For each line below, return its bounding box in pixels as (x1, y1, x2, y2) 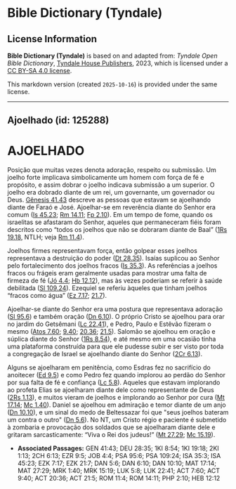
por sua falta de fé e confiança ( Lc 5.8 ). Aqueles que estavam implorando (7, 378, 221, 387)
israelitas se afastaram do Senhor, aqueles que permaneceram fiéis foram (7, 218, 221, 226)
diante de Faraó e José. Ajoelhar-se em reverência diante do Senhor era (7, 203, 216, 211)
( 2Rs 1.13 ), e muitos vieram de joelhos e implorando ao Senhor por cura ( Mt (7, 393, 225, 402)
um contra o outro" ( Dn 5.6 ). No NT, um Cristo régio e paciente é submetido (7, 416, 227, 424)
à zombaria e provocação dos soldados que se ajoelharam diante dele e (7, 423, 216, 431)
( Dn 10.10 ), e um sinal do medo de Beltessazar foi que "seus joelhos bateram (7, 408, 229, 417)
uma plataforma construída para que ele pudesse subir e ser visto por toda (7, 342, 224, 351)
